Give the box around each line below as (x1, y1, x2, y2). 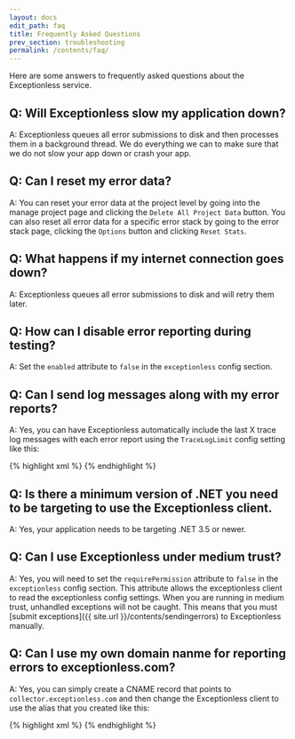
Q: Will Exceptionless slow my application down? (9, 106, 286, 121)
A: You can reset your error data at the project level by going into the (9, 197, 260, 208)
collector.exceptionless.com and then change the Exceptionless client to (9, 693, 280, 703)
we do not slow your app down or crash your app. (9, 147, 192, 158)
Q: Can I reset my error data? (9, 174, 171, 189)
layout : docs (9, 12, 58, 22)
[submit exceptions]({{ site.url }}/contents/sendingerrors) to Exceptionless (9, 610, 282, 622)
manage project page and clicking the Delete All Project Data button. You (9, 206, 286, 218)
